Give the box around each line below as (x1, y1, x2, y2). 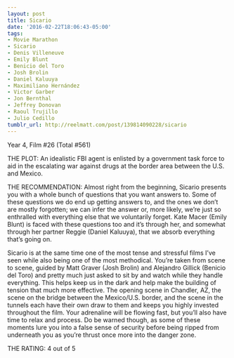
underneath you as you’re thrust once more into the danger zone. (7, 331, 197, 339)
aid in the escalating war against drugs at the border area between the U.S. (7, 161, 225, 170)
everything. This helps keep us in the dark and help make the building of (7, 278, 216, 286)
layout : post (7, 10, 46, 18)
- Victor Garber (7, 88, 55, 95)
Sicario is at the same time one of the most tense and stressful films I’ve (7, 248, 216, 257)
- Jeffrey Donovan (7, 102, 61, 109)
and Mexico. (7, 169, 44, 178)
